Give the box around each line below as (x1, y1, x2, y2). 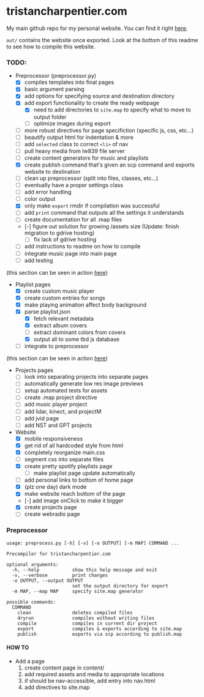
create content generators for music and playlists (24, 154, 149, 162)
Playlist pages (15, 280, 51, 288)
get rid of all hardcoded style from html (24, 442, 124, 449)
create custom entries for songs (24, 294, 105, 301)
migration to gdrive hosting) (24, 229, 95, 237)
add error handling (24, 188, 72, 196)
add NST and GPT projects (24, 421, 93, 429)
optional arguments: (6, 561, 59, 567)
